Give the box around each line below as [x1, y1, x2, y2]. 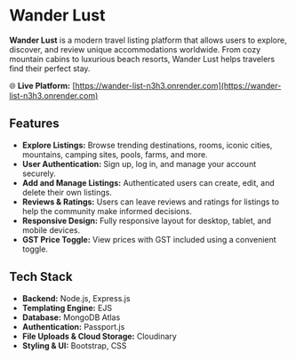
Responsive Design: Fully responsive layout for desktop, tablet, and [21, 215, 272, 226]
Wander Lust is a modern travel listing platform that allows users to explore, [9, 35, 287, 45]
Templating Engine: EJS [21, 302, 113, 313]
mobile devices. [21, 224, 81, 236]
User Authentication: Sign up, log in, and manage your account [21, 158, 256, 169]
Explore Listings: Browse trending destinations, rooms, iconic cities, [21, 140, 273, 150]
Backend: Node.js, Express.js [21, 292, 131, 303]
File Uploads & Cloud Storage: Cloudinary [21, 331, 178, 341]
